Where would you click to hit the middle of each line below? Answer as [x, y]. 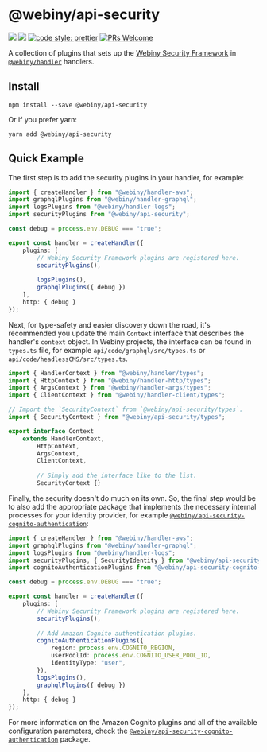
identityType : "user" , [88, 663]
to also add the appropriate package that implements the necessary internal [132, 506]
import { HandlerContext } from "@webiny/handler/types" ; [106, 373]
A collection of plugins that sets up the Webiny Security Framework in [122, 52]
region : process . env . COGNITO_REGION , [113, 648]
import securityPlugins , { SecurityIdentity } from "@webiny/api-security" [136, 560]
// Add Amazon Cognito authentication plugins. [117, 634]
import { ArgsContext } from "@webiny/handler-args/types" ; [110, 388]
